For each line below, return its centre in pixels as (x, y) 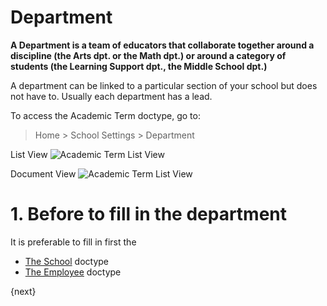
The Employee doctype (73, 272)
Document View (43, 173)
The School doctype (67, 261)
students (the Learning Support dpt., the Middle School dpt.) (139, 66)
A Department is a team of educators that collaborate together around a (162, 45)
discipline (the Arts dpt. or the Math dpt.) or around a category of (148, 55)
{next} (23, 291)
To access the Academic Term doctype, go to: (105, 115)
